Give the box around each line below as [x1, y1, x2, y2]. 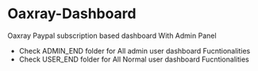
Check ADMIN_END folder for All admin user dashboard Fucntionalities [18, 46, 251, 55]
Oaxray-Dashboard [7, 5, 137, 23]
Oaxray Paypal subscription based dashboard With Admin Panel [7, 31, 217, 40]
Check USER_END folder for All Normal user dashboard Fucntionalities [18, 54, 249, 64]
